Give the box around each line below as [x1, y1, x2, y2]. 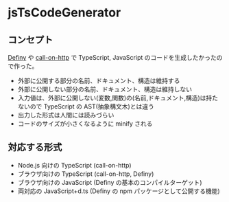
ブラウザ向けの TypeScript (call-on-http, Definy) [17, 170, 154, 178]
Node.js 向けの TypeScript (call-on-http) [17, 161, 132, 169]
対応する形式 [8, 142, 62, 153]
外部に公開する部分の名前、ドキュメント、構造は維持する [17, 77, 180, 85]
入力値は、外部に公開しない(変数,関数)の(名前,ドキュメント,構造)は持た [17, 94, 219, 102]
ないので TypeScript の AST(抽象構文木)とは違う [17, 102, 155, 111]
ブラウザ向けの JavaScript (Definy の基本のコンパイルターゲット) [17, 178, 202, 186]
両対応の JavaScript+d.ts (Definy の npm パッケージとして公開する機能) [17, 187, 220, 195]
